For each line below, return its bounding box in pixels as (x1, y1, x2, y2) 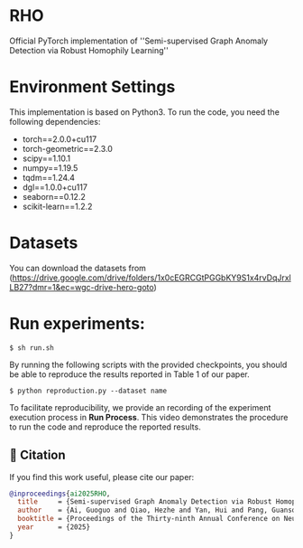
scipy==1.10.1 (22, 153, 70, 164)
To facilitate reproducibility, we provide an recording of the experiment (9, 402, 271, 412)
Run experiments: (9, 314, 146, 334)
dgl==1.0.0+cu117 (22, 182, 88, 193)
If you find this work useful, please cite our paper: (9, 471, 195, 482)
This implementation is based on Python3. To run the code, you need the (9, 106, 280, 118)
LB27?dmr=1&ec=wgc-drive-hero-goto (9, 281, 154, 292)
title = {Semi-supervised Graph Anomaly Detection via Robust (17, 497, 272, 506)
